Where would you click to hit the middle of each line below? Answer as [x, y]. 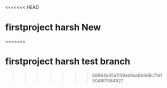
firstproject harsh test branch [68, 61]
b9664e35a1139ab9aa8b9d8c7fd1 [127, 75]
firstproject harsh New [53, 27]
